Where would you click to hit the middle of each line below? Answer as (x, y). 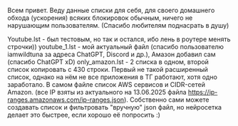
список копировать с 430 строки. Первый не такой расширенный (108, 69)
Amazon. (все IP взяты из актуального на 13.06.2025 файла (97, 92)
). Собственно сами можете (166, 100)
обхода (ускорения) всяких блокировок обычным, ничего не (100, 18)
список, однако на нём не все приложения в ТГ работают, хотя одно (112, 77)
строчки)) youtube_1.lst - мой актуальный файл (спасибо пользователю (116, 47)
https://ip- (203, 92)
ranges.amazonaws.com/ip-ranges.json (66, 100)
